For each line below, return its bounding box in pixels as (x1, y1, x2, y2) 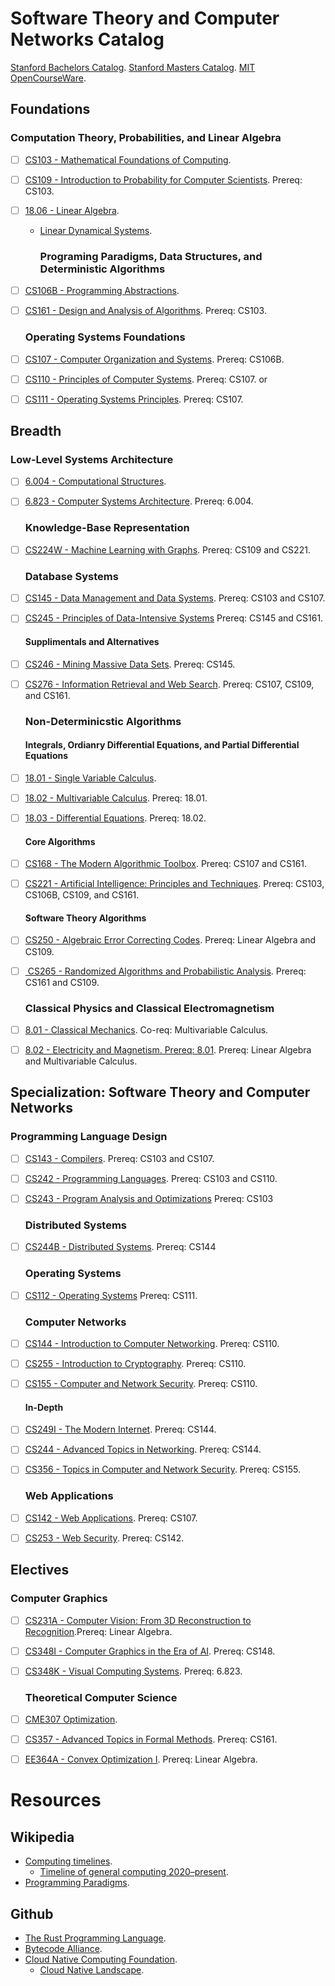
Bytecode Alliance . (24, 1943, 103, 1955)
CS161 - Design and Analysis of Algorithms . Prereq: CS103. (24, 305, 267, 317)
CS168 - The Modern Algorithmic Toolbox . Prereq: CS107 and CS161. (24, 858, 308, 870)
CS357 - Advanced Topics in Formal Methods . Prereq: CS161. (24, 1733, 278, 1746)
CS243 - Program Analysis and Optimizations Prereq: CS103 (24, 1192, 274, 1204)
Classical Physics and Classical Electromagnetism (24, 1001, 275, 1015)
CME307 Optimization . (24, 1713, 118, 1726)
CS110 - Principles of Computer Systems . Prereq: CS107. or (24, 373, 268, 385)
